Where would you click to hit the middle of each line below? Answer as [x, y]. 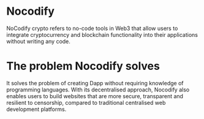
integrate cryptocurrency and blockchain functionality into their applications [102, 34]
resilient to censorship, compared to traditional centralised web [86, 102]
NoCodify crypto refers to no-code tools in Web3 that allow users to [92, 28]
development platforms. [36, 109]
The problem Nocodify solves [83, 66]
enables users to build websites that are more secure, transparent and [95, 96]
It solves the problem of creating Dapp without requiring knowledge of [95, 83]
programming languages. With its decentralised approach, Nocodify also [98, 90]
